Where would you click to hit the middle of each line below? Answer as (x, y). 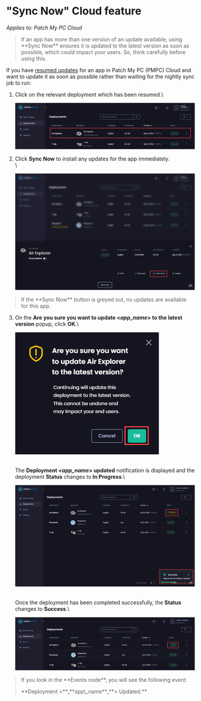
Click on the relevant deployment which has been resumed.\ (89, 94)
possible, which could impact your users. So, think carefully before (103, 52)
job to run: (19, 83)
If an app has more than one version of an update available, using (101, 39)
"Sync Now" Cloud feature (74, 11)
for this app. (36, 306)
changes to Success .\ (42, 609)
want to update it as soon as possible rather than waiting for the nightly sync (100, 76)
